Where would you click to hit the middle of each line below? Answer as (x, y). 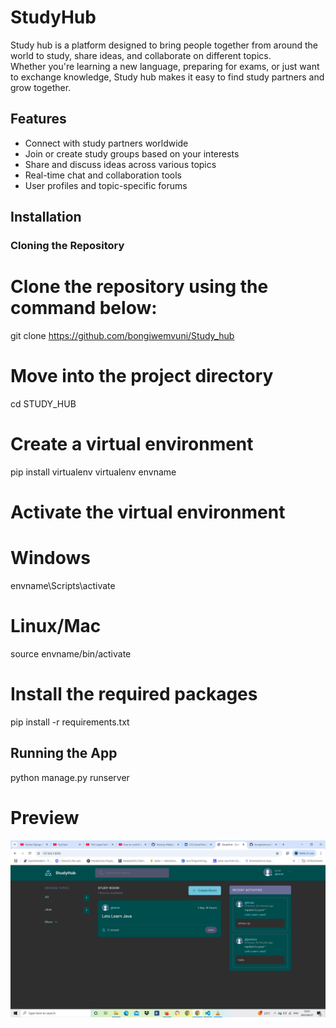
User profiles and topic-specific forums (106, 185)
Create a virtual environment (132, 444)
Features (38, 119)
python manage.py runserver (70, 777)
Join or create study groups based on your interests (132, 153)
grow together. (41, 87)
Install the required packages (134, 694)
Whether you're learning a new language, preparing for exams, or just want (165, 66)
